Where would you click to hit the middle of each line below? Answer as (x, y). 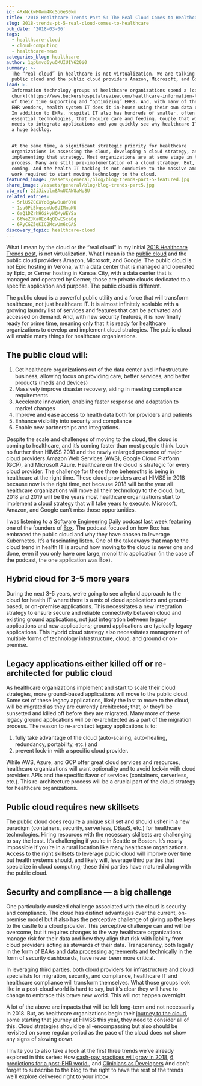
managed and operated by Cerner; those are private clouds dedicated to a (98, 279)
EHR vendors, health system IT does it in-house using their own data (102, 107)
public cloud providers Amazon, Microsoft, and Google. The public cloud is (99, 260)
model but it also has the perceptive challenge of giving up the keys (111, 919)
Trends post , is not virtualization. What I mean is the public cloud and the (96, 254)
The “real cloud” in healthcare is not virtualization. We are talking (103, 74)
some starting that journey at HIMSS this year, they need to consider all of (98, 1020)
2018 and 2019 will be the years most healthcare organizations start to (93, 496)
